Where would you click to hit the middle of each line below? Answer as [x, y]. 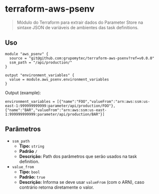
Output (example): [23, 93]
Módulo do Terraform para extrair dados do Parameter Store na [80, 22]
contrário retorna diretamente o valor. [57, 187]
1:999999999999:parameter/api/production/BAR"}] [55, 114]
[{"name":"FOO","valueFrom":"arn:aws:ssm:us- [103, 101]
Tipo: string [32, 146]
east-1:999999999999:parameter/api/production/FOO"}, [60, 106]
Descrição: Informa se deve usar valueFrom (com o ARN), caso [82, 182]
